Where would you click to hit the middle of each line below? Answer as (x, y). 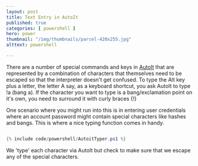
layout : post (22, 12)
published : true (26, 23)
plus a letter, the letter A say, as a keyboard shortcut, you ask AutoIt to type (98, 86)
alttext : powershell (32, 45)
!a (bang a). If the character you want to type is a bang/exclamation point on (99, 92)
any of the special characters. (43, 156)
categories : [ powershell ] (41, 28)
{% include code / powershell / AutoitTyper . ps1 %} (66, 139)
